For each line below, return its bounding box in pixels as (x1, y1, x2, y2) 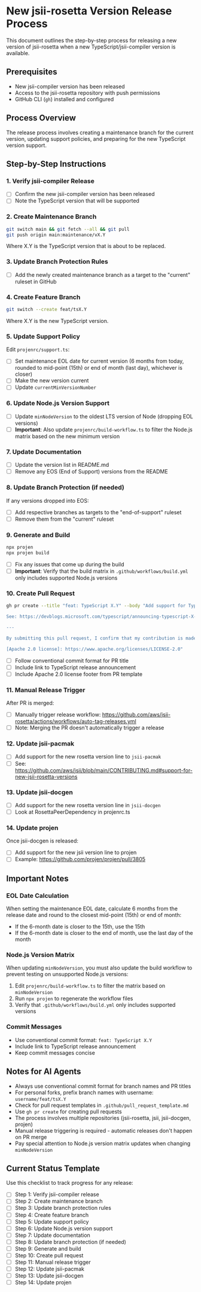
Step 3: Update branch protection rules (14, 1205, 112, 1212)
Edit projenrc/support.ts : (6, 346, 70, 353)
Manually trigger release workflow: (14, 711, 101, 719)
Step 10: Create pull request (14, 1251, 84, 1259)
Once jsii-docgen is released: (6, 837, 79, 844)
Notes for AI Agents (6, 1067, 81, 1077)
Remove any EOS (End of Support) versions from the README (14, 468, 169, 475)
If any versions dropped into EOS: (6, 497, 89, 504)
